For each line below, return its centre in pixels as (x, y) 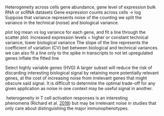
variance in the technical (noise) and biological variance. (62, 23)
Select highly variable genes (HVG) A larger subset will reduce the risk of (79, 68)
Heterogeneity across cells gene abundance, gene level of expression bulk (81, 7)
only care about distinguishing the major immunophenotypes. (67, 108)
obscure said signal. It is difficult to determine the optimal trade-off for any (80, 83)
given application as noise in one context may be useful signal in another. (79, 88)
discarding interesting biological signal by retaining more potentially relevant (82, 73)
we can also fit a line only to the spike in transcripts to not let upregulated (79, 53)
